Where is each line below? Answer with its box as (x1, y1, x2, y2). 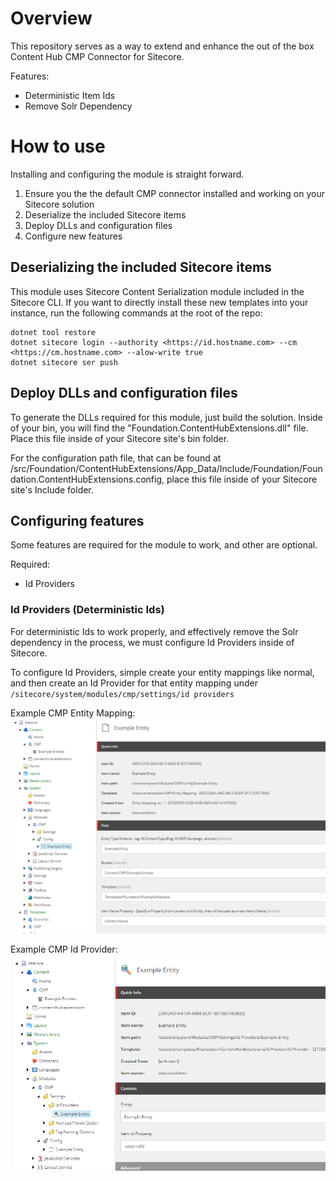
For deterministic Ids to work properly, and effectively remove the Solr (10, 625, 299, 637)
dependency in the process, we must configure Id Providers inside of (10, 636, 295, 648)
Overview (10, 7, 93, 30)
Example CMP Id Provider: (10, 943, 118, 956)
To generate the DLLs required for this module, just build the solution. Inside (10, 411, 323, 423)
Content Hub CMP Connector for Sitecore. (10, 50, 185, 62)
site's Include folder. (10, 483, 94, 496)
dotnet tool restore (10, 327, 97, 337)
